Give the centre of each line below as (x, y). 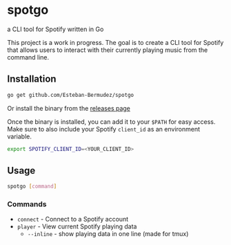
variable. (20, 136)
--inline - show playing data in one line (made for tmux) (108, 234)
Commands (27, 204)
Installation (32, 79)
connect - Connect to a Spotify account (73, 219)
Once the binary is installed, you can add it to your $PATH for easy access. (111, 121)
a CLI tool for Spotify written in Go (56, 29)
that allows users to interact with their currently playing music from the (108, 50)
